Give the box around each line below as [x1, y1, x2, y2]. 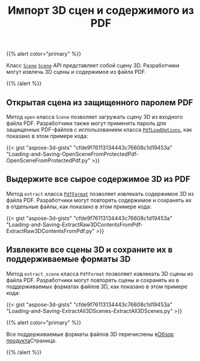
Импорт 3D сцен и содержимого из [8, 4, 194, 17]
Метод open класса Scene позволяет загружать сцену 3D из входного [6, 114, 183, 120]
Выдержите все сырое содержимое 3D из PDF [6, 174, 190, 184]
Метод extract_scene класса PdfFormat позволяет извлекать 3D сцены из [6, 270, 193, 277]
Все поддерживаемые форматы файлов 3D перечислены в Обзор [6, 330, 174, 338]
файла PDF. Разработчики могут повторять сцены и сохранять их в [6, 276, 179, 284]
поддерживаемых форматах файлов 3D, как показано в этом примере [6, 283, 188, 290]
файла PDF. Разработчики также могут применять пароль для [6, 120, 166, 127]
